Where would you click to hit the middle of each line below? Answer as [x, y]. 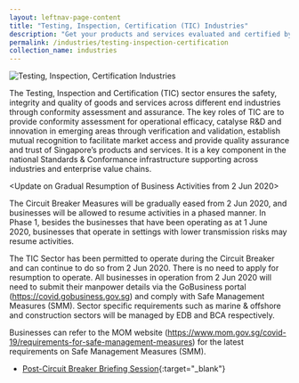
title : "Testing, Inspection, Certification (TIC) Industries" [129, 26]
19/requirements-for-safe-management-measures [101, 342]
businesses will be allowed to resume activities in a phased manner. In [138, 213]
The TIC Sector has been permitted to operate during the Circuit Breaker [142, 258]
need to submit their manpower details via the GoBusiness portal [128, 287]
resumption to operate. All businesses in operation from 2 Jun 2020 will [141, 278]
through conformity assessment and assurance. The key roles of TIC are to [147, 112]
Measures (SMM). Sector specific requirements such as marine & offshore [145, 306]
